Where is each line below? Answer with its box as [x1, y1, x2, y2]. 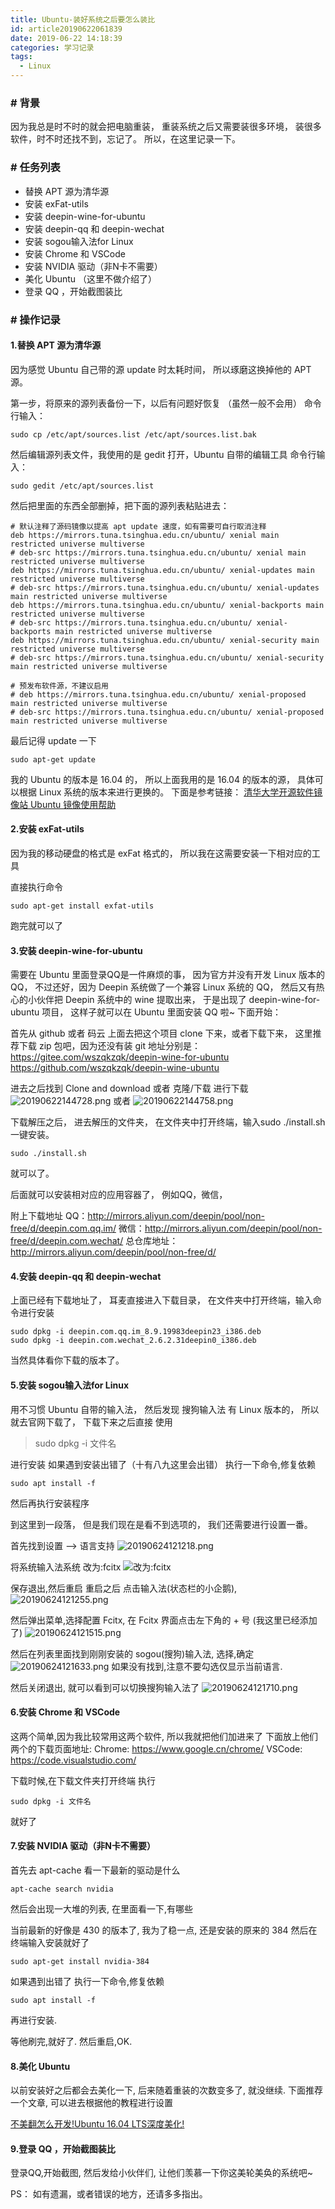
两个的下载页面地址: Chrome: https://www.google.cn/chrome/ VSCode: [10, 1742, 303, 1755]
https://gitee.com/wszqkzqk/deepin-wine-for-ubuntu [10, 1051, 230, 1063]
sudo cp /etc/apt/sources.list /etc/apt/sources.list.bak [10, 429, 257, 440]
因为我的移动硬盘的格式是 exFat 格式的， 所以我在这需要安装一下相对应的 [10, 847, 312, 859]
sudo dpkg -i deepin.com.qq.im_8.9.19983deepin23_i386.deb [10, 1327, 262, 1337]
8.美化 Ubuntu [10, 2060, 71, 2072]
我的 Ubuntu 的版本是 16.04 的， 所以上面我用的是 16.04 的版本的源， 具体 [10, 773, 315, 785]
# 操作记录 [10, 312, 61, 326]
